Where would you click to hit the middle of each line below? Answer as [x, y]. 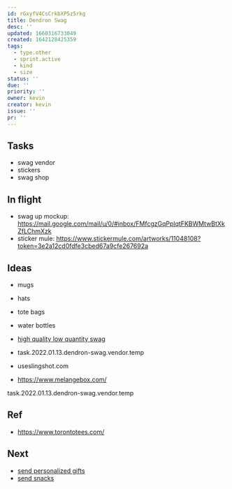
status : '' [23, 79]
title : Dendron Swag [37, 20]
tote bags [31, 312]
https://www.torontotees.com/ [61, 432]
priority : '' [26, 92]
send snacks [36, 478]
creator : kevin [29, 105]
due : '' [19, 85]
